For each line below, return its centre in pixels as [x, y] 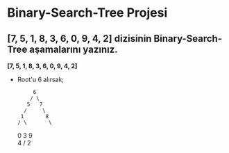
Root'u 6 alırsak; [41, 79]
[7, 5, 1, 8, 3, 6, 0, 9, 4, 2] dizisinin [79, 39]
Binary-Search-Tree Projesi [87, 13]
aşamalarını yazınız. [73, 49]
